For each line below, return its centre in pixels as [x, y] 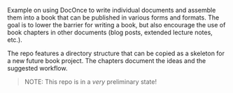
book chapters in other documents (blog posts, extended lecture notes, [110, 32]
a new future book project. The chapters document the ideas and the [107, 61]
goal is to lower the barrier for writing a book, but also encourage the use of [116, 25]
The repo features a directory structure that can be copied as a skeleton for [116, 53]
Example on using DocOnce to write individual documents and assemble [112, 10]
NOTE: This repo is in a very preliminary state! [91, 82]
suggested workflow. [37, 68]
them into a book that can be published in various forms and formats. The [113, 17]
